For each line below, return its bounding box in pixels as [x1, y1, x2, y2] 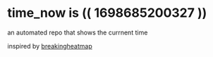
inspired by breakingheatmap [7, 42, 93, 50]
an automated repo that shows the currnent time [7, 28, 148, 37]
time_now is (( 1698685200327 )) [7, 5, 207, 21]
